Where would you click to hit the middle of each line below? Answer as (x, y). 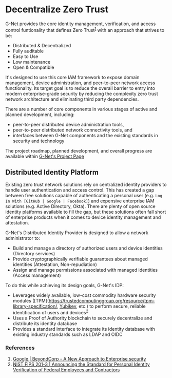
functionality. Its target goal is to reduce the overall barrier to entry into (80, 88)
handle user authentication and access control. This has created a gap (80, 190)
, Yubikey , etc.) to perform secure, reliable (101, 306)
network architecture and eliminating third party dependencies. (72, 99)
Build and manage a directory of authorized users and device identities (88, 248)
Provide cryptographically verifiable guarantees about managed (80, 259)
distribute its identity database (45, 324)
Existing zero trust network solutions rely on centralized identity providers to (86, 185)
